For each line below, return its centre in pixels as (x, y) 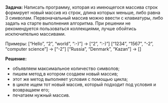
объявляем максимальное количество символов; (66, 68)
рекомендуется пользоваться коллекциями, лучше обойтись (71, 29)
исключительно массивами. (36, 34)
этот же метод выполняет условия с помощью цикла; (70, 79)
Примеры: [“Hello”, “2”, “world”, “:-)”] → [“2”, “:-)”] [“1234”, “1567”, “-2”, (79, 44)
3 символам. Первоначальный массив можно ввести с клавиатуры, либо (84, 18)
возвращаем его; (31, 90)
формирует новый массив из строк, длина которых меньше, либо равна (83, 13)
